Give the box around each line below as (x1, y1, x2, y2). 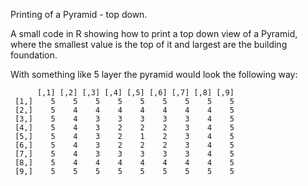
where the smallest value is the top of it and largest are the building (10, 39, 288, 50)
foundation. (10, 49, 58, 61)
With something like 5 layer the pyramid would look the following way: (10, 69, 298, 80)
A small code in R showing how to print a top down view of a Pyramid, (10, 28, 298, 39)
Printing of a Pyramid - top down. (10, 9, 148, 20)
